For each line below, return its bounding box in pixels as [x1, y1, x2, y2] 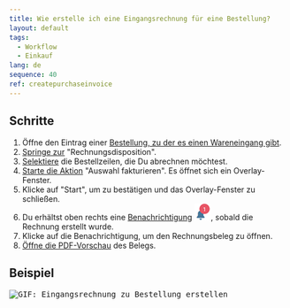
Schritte [9, 113, 55, 128]
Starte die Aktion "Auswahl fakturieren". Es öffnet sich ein [21, 165, 232, 176]
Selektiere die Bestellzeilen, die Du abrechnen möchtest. [21, 156, 228, 166]
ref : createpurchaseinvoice [9, 80, 113, 89]
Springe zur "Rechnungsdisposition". [21, 146, 157, 157]
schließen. [21, 193, 60, 204]
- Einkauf [17, 51, 53, 61]
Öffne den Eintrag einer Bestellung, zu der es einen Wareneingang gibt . [21, 137, 282, 148]
